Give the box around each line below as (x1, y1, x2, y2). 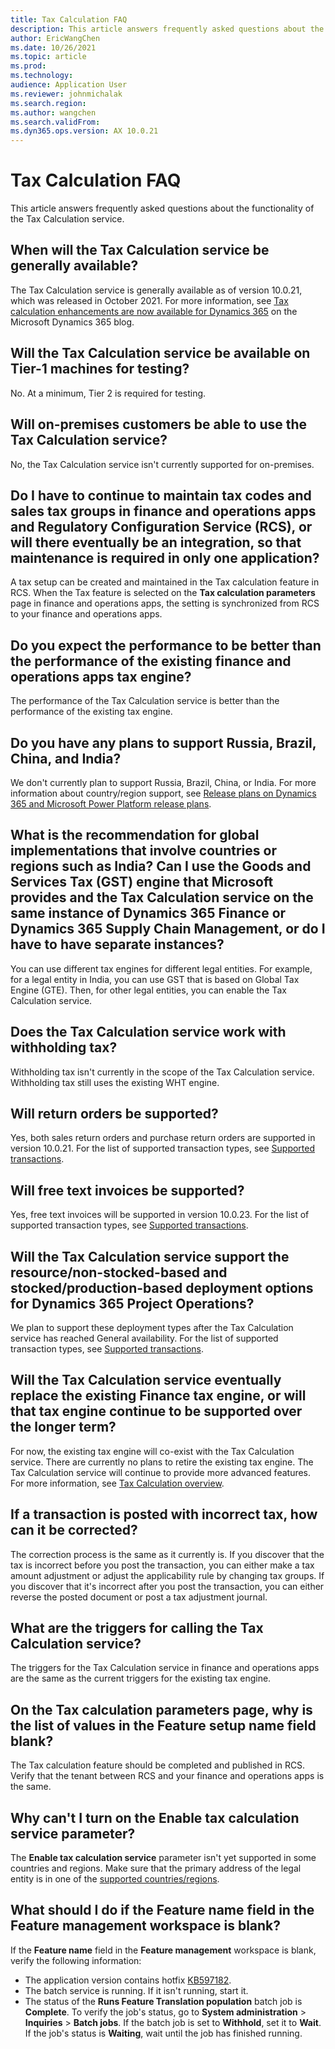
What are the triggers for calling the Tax (10, 1620, 264, 1637)
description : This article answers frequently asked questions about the (10, 24, 325, 34)
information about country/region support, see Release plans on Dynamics (10, 787, 317, 799)
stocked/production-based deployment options (10, 1279, 314, 1296)
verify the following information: (10, 1954, 142, 1966)
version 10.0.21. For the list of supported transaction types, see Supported (10, 1142, 316, 1155)
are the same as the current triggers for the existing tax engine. (10, 1672, 272, 1685)
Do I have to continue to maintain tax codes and (10, 487, 312, 504)
